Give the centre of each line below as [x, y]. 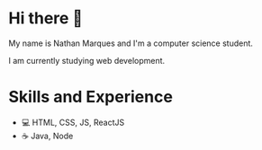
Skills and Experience [90, 97]
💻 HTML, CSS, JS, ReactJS [73, 122]
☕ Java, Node [47, 136]
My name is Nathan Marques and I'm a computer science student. [131, 43]
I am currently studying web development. [87, 60]
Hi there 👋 [45, 18]
